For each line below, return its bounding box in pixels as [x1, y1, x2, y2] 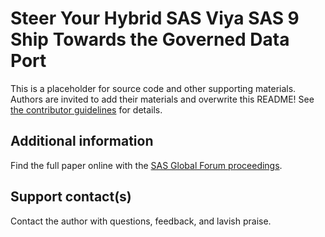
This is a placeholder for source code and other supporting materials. [10, 82, 297, 94]
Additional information [10, 133, 154, 150]
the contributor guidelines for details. [10, 103, 163, 116]
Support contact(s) [10, 188, 132, 206]
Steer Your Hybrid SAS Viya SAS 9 [10, 7, 300, 30]
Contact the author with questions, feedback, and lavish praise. [10, 215, 272, 227]
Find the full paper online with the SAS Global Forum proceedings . [10, 159, 283, 171]
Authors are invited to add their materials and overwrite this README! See [10, 93, 315, 105]
